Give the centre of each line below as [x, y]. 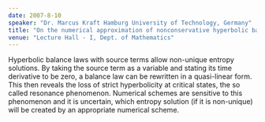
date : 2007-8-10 [35, 15]
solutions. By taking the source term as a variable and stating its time [120, 68]
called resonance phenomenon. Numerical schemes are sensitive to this [125, 93]
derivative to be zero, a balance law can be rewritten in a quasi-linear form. [130, 76]
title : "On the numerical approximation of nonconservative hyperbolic [128, 30]
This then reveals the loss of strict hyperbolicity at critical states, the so [124, 85]
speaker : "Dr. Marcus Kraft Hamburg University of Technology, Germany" [130, 23]
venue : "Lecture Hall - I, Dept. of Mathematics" [91, 37]
